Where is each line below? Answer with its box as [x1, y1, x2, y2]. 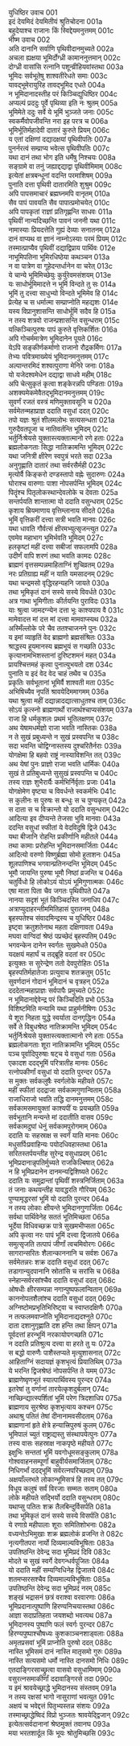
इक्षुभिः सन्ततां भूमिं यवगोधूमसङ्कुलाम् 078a [8, 1447, 119, 1457]
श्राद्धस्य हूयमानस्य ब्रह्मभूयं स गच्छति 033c [8, 642, 116, 651]
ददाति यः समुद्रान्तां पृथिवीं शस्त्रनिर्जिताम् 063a [8, 1176, 125, 1185]
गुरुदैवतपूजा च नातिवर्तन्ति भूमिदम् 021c [8, 424, 109, 434]
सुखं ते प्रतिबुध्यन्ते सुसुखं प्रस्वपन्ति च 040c [8, 769, 118, 778]
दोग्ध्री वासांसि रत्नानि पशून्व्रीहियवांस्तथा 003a [8, 62, 124, 72]
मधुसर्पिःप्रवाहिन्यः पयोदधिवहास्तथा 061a [8, 1140, 108, 1149]
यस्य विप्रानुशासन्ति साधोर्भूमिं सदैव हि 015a [8, 307, 117, 316]
